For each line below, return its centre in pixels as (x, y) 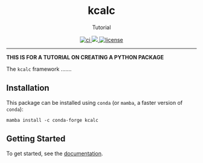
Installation (28, 88)
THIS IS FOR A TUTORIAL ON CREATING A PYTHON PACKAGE (85, 57)
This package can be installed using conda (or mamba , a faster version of (95, 102)
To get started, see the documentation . (55, 153)
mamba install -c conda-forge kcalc (52, 120)
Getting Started (36, 139)
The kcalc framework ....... (39, 69)
